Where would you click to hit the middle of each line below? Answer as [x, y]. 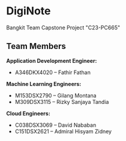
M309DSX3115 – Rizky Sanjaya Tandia [62, 102]
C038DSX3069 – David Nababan [55, 125]
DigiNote [28, 11]
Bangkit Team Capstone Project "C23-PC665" [63, 27]
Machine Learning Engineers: [44, 84]
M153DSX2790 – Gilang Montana [56, 95]
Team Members [36, 46]
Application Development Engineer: [52, 60]
